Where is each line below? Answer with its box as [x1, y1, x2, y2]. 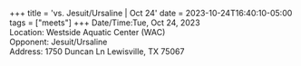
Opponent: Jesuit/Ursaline [9, 36, 108, 47]
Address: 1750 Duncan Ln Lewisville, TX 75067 [9, 46, 185, 57]
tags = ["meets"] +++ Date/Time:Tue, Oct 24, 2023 [9, 17, 201, 28]
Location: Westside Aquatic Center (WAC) [9, 27, 166, 37]
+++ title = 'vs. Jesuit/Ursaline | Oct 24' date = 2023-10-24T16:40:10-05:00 [9, 8, 293, 18]
